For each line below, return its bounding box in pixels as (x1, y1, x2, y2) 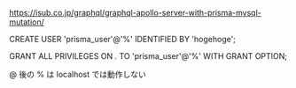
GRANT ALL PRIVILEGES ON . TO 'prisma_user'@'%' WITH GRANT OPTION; (9, 51, 288, 61)
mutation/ (9, 17, 44, 27)
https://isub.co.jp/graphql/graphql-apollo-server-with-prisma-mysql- (9, 8, 261, 18)
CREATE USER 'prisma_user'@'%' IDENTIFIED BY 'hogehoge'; (9, 34, 237, 44)
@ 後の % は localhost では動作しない (9, 70, 146, 79)
